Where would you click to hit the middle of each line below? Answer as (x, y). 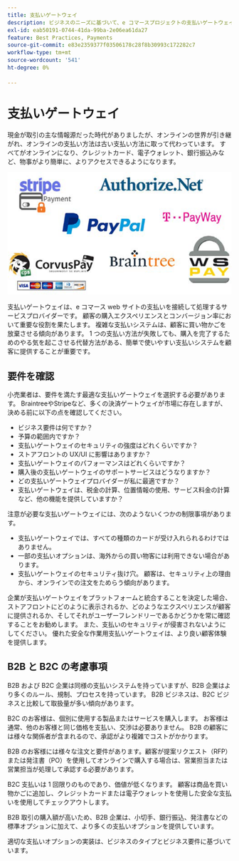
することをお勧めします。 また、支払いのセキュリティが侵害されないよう (114, 624)
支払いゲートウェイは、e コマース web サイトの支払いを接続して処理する (115, 307)
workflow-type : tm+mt (39, 53)
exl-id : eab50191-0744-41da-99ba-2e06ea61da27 (78, 30)
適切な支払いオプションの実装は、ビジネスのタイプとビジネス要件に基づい (116, 841)
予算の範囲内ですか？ (49, 436)
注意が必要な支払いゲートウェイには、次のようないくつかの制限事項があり (116, 514)
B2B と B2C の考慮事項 (58, 667)
